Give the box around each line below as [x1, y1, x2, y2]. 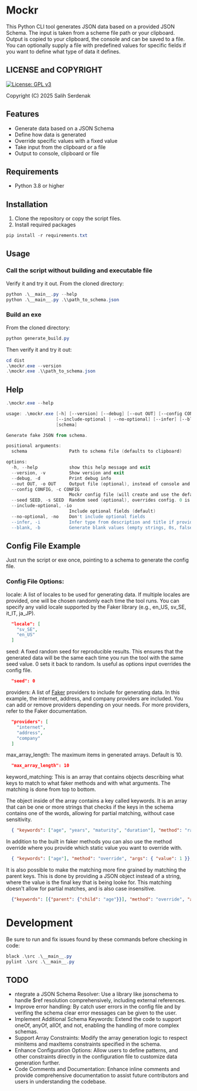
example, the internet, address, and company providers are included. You [6, 695, 184, 702]
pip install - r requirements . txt [6, 233, 88, 239]
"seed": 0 [11, 678, 35, 684]
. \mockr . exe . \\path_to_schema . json [6, 368, 96, 374]
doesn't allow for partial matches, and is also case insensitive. [6, 885, 156, 892]
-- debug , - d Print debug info [11, 475, 111, 481]
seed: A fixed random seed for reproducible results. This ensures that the [6, 648, 184, 655]
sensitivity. [6, 816, 32, 823]
